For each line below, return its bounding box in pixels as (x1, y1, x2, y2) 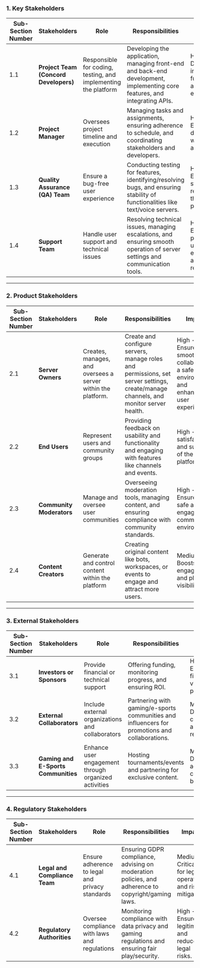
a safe (176, 366, 194, 374)
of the (176, 450, 193, 458)
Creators (38, 570, 64, 578)
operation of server (127, 245, 181, 253)
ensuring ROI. (127, 683, 166, 691)
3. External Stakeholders (6, 616, 79, 624)
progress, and (127, 675, 167, 684)
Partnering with (127, 696, 171, 704)
